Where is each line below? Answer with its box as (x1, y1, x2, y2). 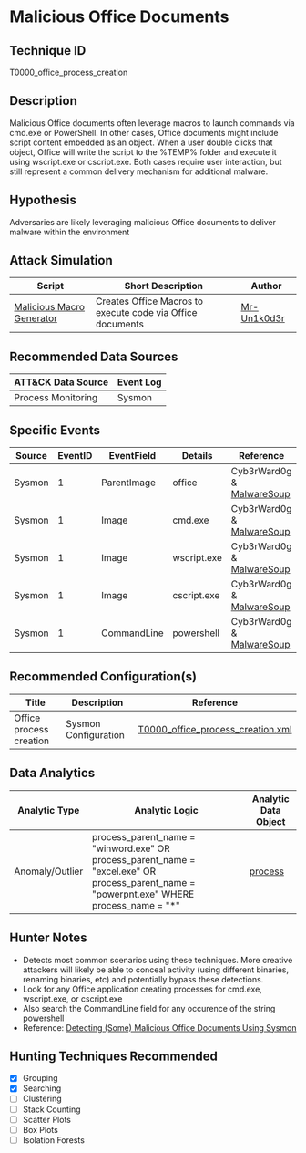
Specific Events (9, 422, 100, 438)
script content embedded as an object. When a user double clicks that (9, 137, 273, 148)
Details (181, 450, 213, 462)
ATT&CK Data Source (14, 376, 109, 389)
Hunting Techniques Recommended (9, 1048, 219, 1064)
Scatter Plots (22, 1114, 71, 1125)
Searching (22, 1083, 62, 1094)
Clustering (22, 1093, 62, 1105)
